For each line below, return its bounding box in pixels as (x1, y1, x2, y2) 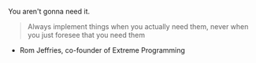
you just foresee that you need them (27, 31, 146, 39)
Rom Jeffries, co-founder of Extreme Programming (19, 46, 185, 54)
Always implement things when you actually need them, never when (27, 22, 249, 31)
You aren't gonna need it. (8, 7, 91, 16)
